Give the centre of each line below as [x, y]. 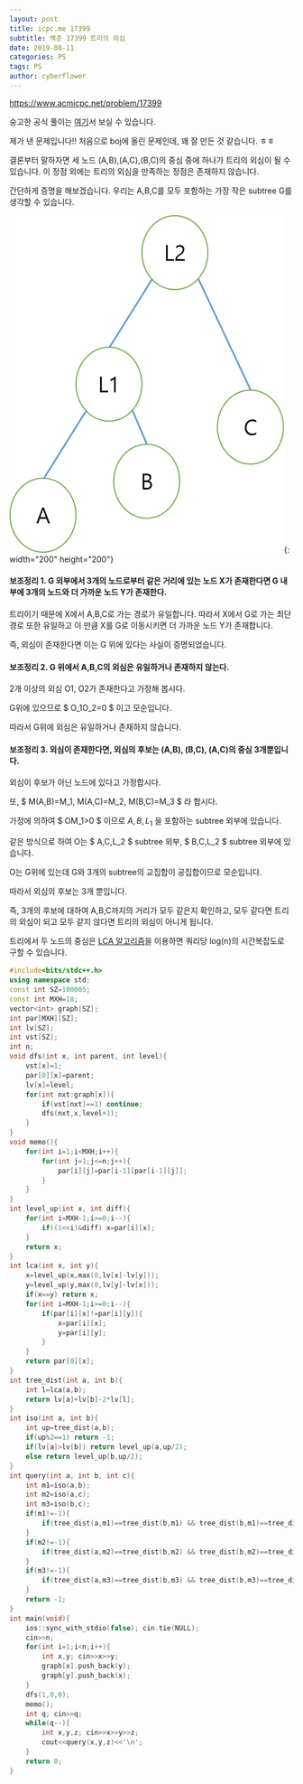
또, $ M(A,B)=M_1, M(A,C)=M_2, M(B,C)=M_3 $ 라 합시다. [114, 802]
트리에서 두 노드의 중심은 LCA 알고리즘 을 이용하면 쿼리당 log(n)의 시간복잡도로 [147, 941]
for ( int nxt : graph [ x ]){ [70, 1094]
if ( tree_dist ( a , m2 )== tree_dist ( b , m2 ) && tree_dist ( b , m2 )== [155, 1552]
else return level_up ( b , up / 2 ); [84, 1456]
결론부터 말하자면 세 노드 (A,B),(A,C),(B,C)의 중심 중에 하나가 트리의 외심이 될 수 [150, 160]
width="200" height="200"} [62, 559]
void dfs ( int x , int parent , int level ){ [88, 1057]
